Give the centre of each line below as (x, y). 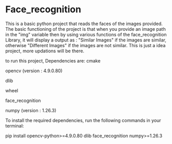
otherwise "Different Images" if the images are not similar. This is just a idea (85, 45)
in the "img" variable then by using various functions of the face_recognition (86, 34)
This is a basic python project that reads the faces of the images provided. (84, 24)
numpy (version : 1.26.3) (31, 110)
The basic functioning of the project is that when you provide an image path (85, 29)
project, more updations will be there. (45, 51)
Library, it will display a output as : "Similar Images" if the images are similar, (86, 40)
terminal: (15, 126)
